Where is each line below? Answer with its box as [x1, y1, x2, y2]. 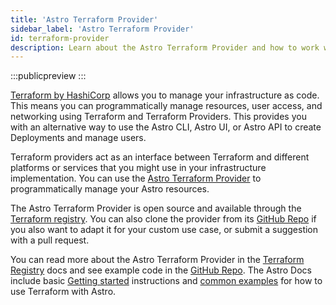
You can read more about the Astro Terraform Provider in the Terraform [10, 254, 305, 266]
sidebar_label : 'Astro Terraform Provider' [10, 24, 195, 34]
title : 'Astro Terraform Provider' [10, 14, 159, 25]
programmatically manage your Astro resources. [10, 183, 210, 195]
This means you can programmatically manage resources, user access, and [10, 100, 323, 112]
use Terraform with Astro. [10, 286, 117, 298]
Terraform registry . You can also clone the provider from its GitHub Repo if [10, 213, 317, 225]
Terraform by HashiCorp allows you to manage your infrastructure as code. [10, 89, 320, 101]
